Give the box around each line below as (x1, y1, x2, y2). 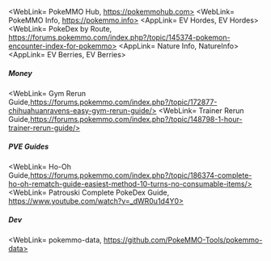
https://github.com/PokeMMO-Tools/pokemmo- (104, 234, 263, 245)
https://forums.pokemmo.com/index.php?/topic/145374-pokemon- (8, 32, 231, 42)
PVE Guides (8, 141, 49, 151)
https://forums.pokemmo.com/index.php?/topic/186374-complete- (29, 170, 252, 180)
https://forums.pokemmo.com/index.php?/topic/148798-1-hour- (29, 114, 243, 124)
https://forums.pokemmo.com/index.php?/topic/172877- (29, 97, 218, 107)
